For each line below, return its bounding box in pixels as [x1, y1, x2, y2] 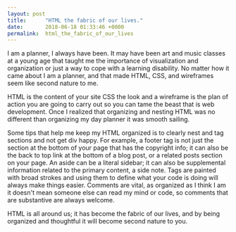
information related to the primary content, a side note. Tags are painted [7, 166, 216, 174]
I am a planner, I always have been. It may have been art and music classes [7, 49, 225, 58]
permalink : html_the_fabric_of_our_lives [7, 30, 134, 37]
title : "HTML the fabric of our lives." [7, 17, 143, 24]
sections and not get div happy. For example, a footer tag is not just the [7, 136, 214, 145]
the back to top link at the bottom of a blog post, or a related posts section [7, 151, 223, 160]
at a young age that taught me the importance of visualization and [7, 57, 199, 65]
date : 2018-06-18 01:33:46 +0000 [7, 23, 125, 30]
